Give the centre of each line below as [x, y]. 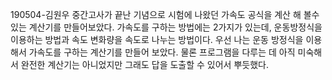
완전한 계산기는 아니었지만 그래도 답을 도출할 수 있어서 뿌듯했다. [144, 64]
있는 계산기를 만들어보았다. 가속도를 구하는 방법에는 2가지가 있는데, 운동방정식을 [166, 27]
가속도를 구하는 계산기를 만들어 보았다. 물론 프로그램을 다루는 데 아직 [162, 52]
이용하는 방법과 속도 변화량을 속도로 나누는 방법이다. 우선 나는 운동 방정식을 [157, 39]
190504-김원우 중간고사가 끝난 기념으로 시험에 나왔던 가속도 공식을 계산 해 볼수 [165, 14]
